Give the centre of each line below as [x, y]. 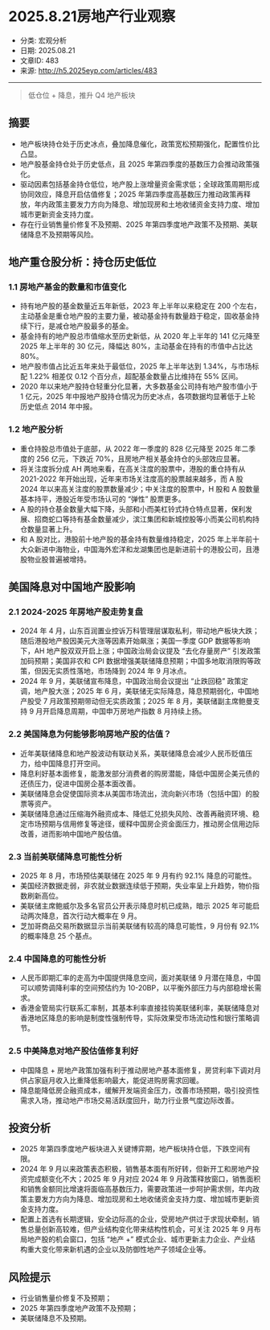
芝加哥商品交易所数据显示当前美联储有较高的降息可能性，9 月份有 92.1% [139, 926]
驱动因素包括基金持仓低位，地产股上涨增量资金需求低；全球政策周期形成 [139, 184]
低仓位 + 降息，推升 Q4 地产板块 [82, 95]
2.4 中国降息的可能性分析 [57, 958]
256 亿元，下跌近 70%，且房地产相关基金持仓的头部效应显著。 [140, 459]
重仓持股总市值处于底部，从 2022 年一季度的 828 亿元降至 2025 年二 [134, 448]
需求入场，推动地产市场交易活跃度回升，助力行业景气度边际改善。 [129, 1100]
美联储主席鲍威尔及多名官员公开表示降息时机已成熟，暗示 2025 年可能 [136, 906]
